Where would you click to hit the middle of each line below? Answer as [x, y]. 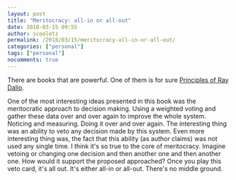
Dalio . [16, 87]
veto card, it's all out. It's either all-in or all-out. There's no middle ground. [115, 168]
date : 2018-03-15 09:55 [43, 27]
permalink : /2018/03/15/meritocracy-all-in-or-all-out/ [91, 40]
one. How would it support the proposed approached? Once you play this [114, 161]
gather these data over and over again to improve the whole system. [107, 116]
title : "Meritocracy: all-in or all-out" [69, 20]
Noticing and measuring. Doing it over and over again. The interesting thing [117, 124]
